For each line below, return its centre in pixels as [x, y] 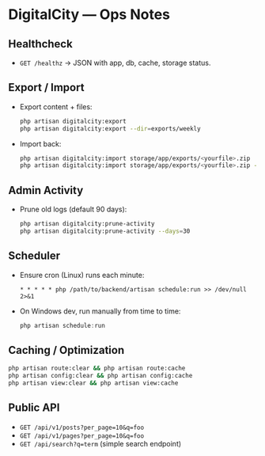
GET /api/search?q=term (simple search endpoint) [100, 443]
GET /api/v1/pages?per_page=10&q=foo [82, 436]
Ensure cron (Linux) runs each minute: [82, 275]
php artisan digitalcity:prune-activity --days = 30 [105, 231]
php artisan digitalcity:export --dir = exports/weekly [110, 128]
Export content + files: [56, 106]
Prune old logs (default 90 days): [73, 209]
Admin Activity [46, 190]
